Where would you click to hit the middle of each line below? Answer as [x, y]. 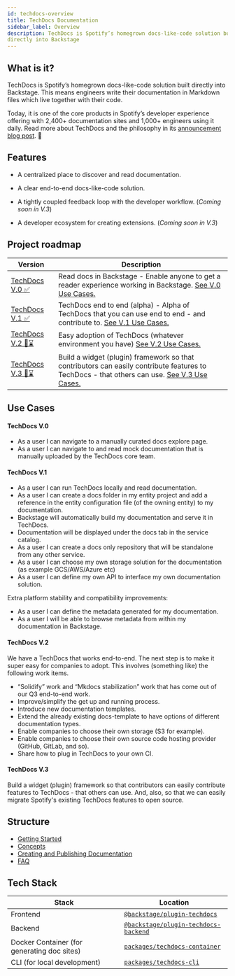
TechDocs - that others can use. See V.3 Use [133, 374]
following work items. [38, 673]
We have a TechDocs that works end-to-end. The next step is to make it [111, 658]
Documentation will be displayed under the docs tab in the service [113, 532]
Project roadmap [44, 245]
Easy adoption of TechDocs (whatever [121, 335]
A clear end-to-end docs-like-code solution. [81, 188]
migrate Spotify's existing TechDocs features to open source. [95, 800]
